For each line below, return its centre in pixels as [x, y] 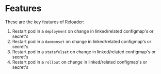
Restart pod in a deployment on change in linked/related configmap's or [83, 31]
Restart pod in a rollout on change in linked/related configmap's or [80, 62]
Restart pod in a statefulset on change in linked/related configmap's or [84, 52]
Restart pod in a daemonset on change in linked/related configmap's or [82, 41]
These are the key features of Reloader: [45, 22]
